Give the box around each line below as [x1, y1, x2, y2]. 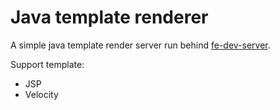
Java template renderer [10, 6, 209, 29]
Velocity [24, 88, 59, 100]
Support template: [10, 58, 85, 70]
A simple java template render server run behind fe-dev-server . [10, 39, 271, 51]
